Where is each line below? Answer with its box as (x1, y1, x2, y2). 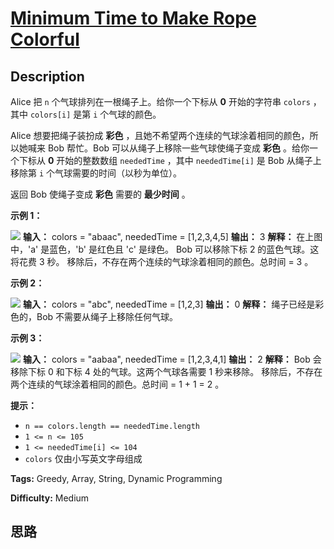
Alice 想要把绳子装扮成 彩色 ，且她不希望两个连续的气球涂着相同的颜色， (10, 130, 310, 141)
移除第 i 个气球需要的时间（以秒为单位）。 (10, 167, 183, 179)
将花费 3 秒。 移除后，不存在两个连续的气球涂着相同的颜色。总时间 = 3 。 (10, 256, 314, 267)
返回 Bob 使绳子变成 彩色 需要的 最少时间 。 (10, 188, 191, 200)
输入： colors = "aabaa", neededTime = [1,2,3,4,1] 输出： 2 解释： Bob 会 (22, 353, 322, 365)
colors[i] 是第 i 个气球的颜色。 (29, 108, 162, 120)
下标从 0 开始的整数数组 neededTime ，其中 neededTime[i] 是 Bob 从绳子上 (18, 155, 322, 166)
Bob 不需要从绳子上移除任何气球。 (36, 311, 179, 322)
